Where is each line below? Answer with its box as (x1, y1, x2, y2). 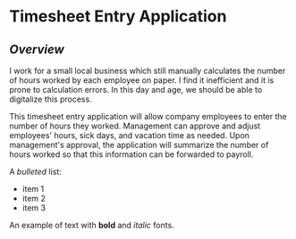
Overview (9, 42, 64, 57)
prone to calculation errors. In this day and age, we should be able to (9, 85, 263, 95)
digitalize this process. (9, 94, 92, 104)
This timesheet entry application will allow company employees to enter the (9, 111, 288, 121)
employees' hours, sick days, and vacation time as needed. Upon (9, 130, 250, 140)
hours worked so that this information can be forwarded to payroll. (9, 149, 254, 160)
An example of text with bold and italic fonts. (9, 220, 174, 230)
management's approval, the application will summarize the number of (9, 140, 269, 150)
